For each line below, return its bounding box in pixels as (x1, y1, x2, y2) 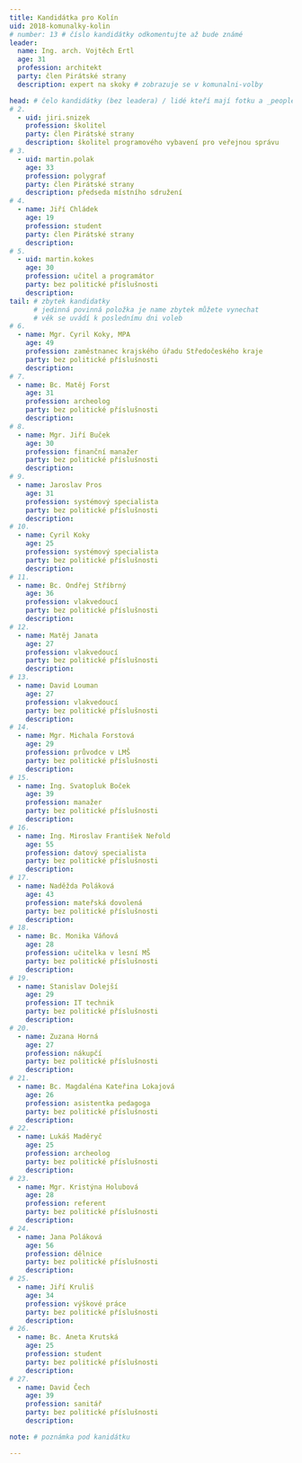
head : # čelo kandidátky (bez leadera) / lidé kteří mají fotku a (9, 96, 263, 105)
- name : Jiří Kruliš (17, 1282, 94, 1291)
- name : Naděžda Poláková (17, 882, 115, 891)
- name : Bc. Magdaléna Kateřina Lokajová (17, 1082, 175, 1091)
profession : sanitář (25, 1399, 102, 1409)
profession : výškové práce (25, 1299, 127, 1308)
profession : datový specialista (25, 848, 147, 857)
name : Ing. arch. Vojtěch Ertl (17, 47, 135, 56)
